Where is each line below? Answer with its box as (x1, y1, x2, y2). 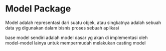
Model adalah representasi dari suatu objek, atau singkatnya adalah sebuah (5, 19, 161, 25)
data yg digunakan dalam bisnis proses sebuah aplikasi (5, 24, 119, 30)
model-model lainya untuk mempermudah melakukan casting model (5, 39, 146, 45)
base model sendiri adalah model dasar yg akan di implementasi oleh (5, 34, 148, 40)
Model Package (5, 3, 71, 14)
